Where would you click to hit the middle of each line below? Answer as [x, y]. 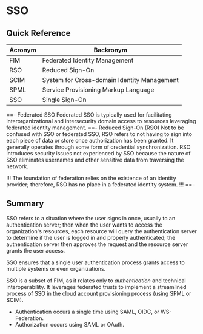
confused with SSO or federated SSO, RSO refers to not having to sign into [99, 134]
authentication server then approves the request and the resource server [97, 244]
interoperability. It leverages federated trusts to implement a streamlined [96, 287]
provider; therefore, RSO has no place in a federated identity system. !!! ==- [101, 185]
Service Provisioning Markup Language [98, 90]
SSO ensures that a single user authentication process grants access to [95, 262]
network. [18, 166]
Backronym [111, 50]
